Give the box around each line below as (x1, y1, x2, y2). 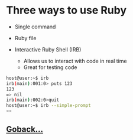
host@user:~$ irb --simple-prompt (6, 103, 92, 109)
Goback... (6, 125, 43, 135)
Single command (14, 23, 56, 30)
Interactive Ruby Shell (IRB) (14, 45, 82, 53)
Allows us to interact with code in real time (23, 57, 127, 64)
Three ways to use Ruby (6, 4, 127, 17)
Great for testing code (23, 63, 78, 71)
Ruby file (14, 34, 37, 41)
